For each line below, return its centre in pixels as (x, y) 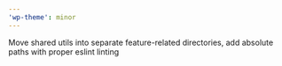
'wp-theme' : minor (42, 17)
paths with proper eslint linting (64, 51)
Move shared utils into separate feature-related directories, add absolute (141, 42)
